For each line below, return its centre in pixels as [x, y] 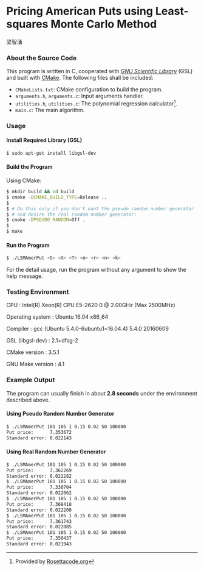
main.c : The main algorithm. [50, 110]
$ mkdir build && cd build [40, 192]
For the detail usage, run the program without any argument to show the [96, 270]
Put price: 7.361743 [39, 521]
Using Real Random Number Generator [56, 452]
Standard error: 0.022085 [39, 527]
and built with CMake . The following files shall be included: [80, 78]
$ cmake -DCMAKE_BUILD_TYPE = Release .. [57, 197]
